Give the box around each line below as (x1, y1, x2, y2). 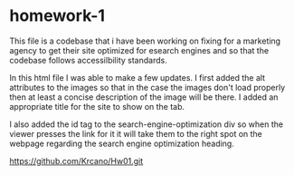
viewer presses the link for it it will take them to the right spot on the (9, 128, 262, 139)
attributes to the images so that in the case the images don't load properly (9, 82, 286, 92)
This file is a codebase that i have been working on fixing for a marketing (9, 35, 281, 46)
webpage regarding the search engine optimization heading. (9, 138, 235, 149)
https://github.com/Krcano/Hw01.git (9, 155, 144, 166)
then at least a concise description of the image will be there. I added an (9, 92, 279, 102)
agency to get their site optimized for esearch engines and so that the (9, 44, 270, 55)
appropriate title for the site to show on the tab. (9, 101, 185, 112)
